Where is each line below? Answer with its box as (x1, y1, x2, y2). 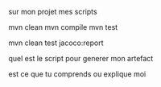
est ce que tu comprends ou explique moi (8, 69, 147, 79)
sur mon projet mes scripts (8, 7, 98, 16)
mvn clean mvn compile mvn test (8, 23, 118, 31)
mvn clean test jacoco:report (8, 38, 104, 48)
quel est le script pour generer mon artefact (8, 54, 154, 63)
